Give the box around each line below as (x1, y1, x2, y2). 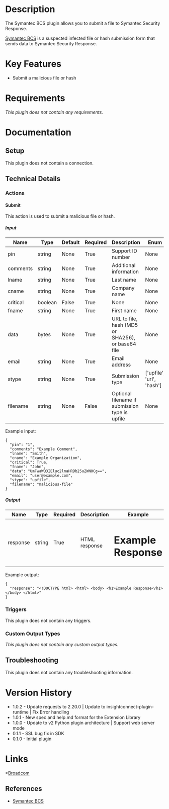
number (111, 254, 130, 261)
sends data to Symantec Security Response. (5, 40, 97, 46)
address (111, 361, 131, 368)
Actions (5, 190, 25, 197)
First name (111, 307, 137, 314)
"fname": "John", (10, 464, 46, 470)
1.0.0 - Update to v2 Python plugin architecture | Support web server (12, 720, 155, 726)
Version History (5, 687, 72, 698)
